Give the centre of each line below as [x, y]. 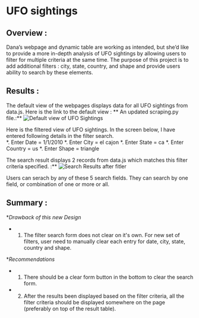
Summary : [27, 203]
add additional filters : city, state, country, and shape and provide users [93, 66]
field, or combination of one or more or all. [58, 184]
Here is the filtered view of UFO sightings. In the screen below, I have [91, 130]
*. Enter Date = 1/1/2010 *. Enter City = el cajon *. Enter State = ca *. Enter [95, 142]
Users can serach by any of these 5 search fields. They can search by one [97, 178]
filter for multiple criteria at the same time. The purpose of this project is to [97, 60]
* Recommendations [31, 259]
